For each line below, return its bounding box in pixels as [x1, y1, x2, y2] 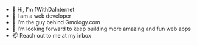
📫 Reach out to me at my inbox [12, 32, 91, 39]
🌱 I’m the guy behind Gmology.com [12, 19, 100, 26]
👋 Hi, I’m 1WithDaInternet [12, 6, 75, 13]
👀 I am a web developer [12, 12, 72, 19]
